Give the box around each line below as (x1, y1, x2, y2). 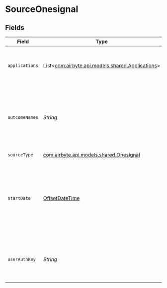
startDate (7, 196, 31, 201)
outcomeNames (7, 115, 39, 120)
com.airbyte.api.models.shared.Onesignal (43, 151, 140, 158)
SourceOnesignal (5, 3, 79, 15)
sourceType (7, 152, 33, 158)
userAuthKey (7, 257, 36, 262)
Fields (5, 23, 25, 32)
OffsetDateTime (43, 195, 80, 202)
